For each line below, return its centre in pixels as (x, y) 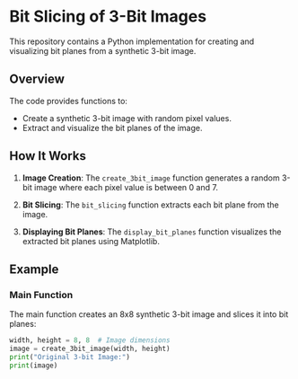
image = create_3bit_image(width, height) (90, 349)
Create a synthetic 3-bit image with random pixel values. (127, 118)
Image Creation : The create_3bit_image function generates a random (151, 178)
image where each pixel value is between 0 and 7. (126, 187)
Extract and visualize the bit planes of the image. (112, 128)
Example (34, 269)
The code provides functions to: (69, 101)
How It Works (48, 156)
